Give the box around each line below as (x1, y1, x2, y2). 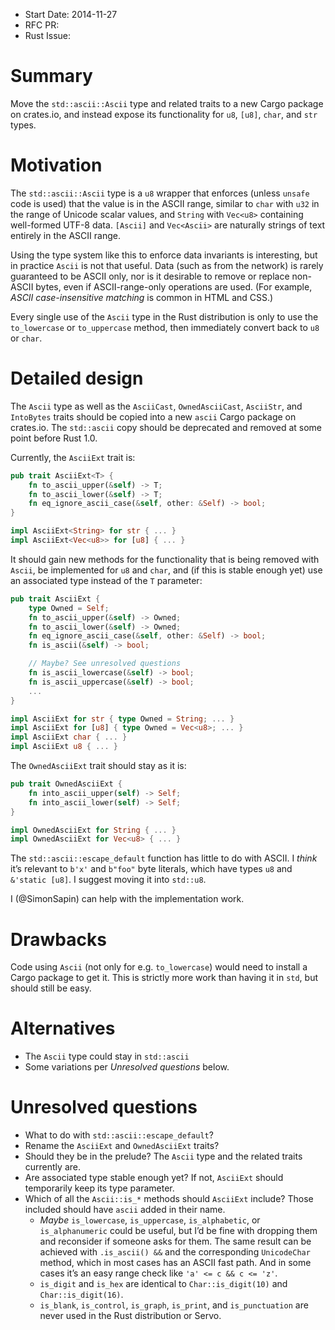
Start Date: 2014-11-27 (24, 9, 118, 20)
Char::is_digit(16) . (39, 1289, 124, 1301)
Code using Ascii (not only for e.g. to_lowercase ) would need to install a (10, 961, 308, 973)
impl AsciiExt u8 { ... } (10, 742, 118, 752)
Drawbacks (10, 928, 107, 951)
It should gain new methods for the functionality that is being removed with (10, 553, 320, 565)
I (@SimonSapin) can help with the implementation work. (10, 893, 245, 905)
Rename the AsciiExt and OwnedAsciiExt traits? (24, 1140, 220, 1152)
